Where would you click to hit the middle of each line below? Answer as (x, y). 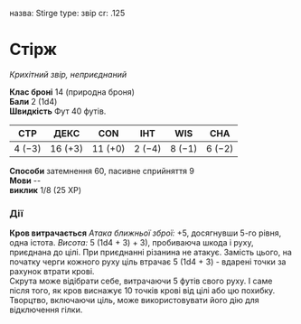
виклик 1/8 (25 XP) (46, 190)
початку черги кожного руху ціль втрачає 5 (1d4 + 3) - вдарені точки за (148, 262)
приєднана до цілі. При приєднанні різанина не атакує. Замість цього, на (150, 253)
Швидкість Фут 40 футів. (58, 111)
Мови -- (25, 181)
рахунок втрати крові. (52, 272)
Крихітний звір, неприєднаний (68, 74)
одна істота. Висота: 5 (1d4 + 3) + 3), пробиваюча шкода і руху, (132, 243)
